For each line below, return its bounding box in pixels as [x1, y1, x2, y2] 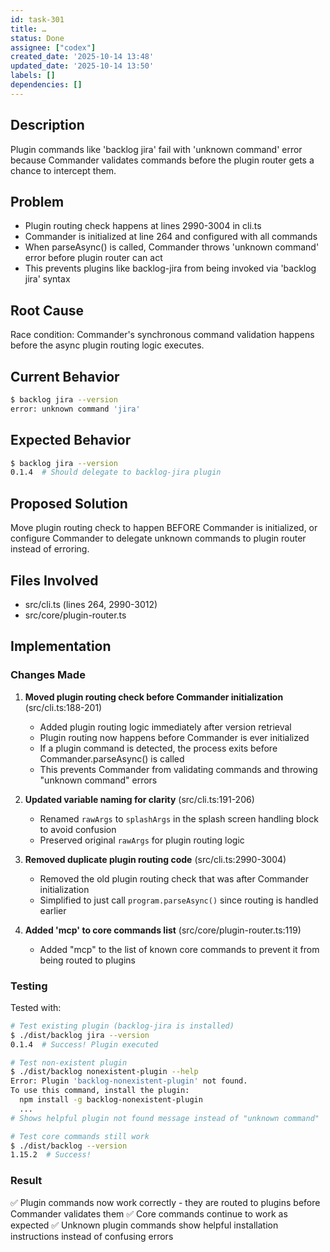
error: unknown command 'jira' [10, 404, 141, 414]
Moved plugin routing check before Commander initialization [24, 691, 284, 703]
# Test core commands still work [10, 1131, 150, 1141]
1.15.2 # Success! [10, 1150, 92, 1160]
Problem [10, 193, 65, 210]
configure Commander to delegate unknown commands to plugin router [10, 532, 307, 545]
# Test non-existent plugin [10, 1057, 128, 1068]
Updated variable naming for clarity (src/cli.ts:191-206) [24, 793, 255, 805]
